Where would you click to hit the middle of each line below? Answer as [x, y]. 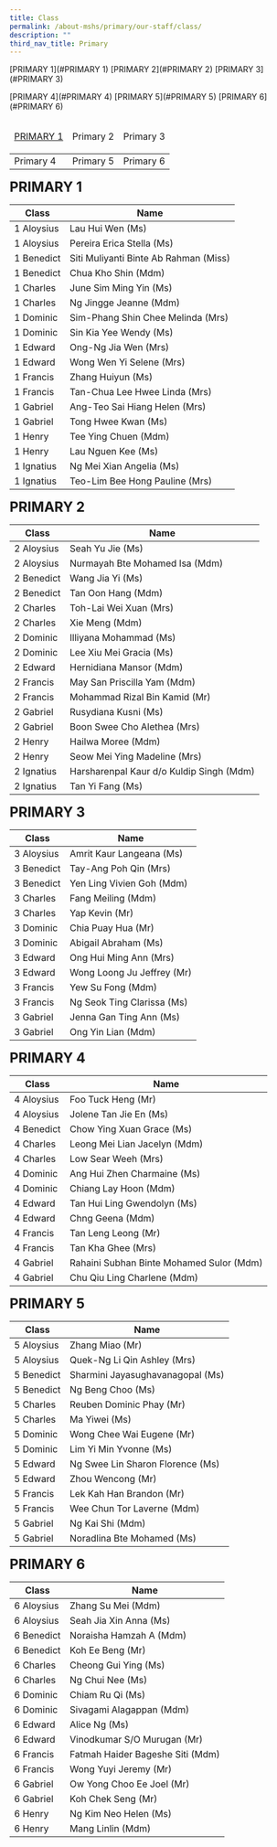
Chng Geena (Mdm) [112, 1219]
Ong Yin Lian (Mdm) [113, 1032]
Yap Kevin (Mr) [102, 913]
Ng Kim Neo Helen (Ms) [121, 1814]
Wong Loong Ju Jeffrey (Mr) [131, 973]
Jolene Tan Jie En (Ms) [119, 1115]
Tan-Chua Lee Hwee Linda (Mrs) [141, 392]
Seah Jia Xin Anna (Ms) [120, 1621]
